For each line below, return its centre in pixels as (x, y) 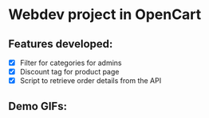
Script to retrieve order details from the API (91, 81)
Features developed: (61, 44)
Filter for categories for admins (71, 63)
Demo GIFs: (38, 106)
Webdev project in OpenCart (105, 15)
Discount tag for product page (69, 72)
